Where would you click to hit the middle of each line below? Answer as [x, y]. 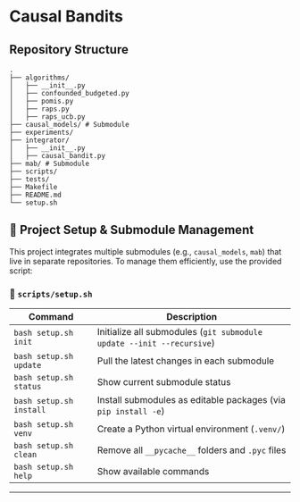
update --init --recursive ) [156, 343]
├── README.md [36, 195]
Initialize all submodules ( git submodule [180, 332]
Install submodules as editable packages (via [191, 400]
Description [192, 317]
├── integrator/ [39, 140]
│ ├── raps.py [39, 109]
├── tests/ [29, 180]
